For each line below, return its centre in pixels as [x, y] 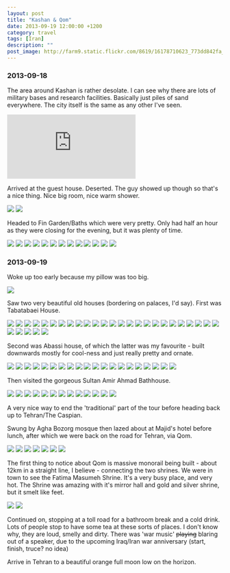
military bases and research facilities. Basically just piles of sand [98, 98]
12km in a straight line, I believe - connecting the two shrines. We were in [110, 470]
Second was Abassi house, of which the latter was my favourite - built [106, 346]
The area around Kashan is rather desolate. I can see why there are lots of [112, 90]
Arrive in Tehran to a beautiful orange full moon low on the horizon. [102, 562]
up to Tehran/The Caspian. [45, 416]
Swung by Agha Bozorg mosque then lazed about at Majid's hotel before [110, 429]
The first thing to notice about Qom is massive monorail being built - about [112, 463]
